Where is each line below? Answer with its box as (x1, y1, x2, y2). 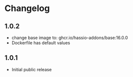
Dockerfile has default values (11, 40, 70, 46)
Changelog (4, 3, 50, 14)
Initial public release (11, 66, 52, 72)
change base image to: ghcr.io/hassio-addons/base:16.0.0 (11, 35, 128, 40)
